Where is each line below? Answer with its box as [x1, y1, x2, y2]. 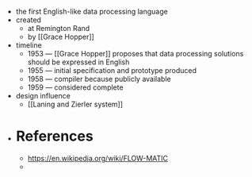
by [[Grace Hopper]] [27, 32, 95, 41]
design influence [15, 91, 71, 100]
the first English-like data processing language [15, 7, 168, 16]
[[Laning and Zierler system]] [27, 99, 124, 109]
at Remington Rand [27, 24, 90, 33]
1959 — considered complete [27, 83, 124, 92]
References [15, 127, 94, 145]
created [15, 15, 42, 25]
